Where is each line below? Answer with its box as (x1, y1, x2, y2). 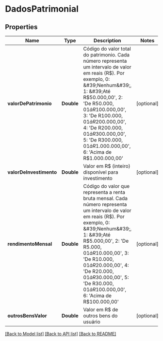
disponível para (83, 169, 118, 176)
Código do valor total (83, 45, 131, 52)
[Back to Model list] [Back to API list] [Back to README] (5, 331, 116, 337)
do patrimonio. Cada (83, 52, 130, 58)
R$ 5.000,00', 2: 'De (83, 237, 129, 244)
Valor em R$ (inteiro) (83, 163, 130, 169)
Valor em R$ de (83, 306, 118, 313)
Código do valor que (83, 183, 130, 189)
